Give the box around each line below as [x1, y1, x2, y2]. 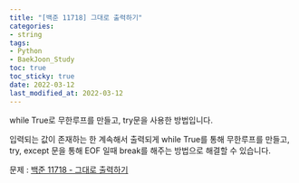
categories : [9, 22, 54, 31]
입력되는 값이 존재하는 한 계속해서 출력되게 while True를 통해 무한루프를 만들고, [9, 133, 290, 144]
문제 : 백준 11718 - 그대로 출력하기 [9, 164, 129, 175]
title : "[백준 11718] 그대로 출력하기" [9, 13, 143, 23]
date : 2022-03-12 [9, 80, 75, 89]
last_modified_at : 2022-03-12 [9, 88, 124, 97]
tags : [9, 38, 30, 48]
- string [9, 30, 43, 39]
